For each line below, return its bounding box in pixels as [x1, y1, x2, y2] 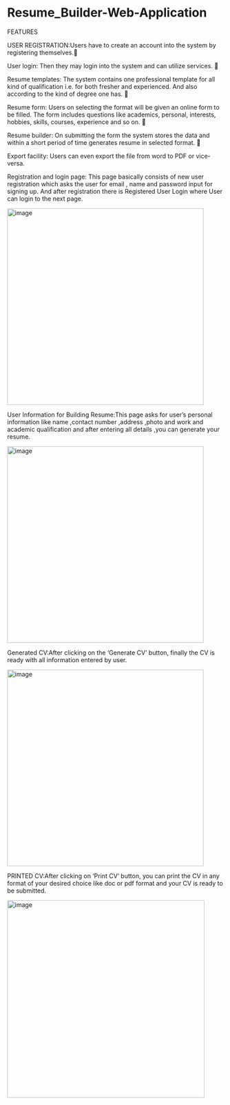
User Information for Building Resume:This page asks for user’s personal [7, 410, 213, 419]
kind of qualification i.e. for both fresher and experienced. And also [7, 82, 198, 90]
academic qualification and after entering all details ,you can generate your [7, 425, 220, 433]
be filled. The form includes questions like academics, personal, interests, [7, 110, 216, 119]
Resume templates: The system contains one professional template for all [7, 74, 216, 83]
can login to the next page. [7, 195, 83, 203]
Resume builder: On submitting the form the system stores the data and [7, 131, 210, 139]
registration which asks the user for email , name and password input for [7, 179, 213, 188]
